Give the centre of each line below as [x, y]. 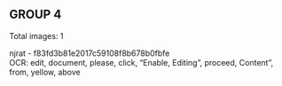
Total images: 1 [36, 35]
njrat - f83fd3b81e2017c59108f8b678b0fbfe [90, 53]
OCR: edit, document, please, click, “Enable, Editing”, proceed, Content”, [141, 62]
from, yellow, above [45, 72]
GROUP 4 [35, 15]
